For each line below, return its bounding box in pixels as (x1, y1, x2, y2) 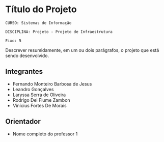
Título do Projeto (5, 4, 77, 15)
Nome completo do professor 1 (12, 131, 78, 137)
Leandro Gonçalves (12, 86, 54, 92)
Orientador (5, 117, 41, 126)
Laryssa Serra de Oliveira (12, 92, 66, 98)
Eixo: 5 (5, 38, 22, 43)
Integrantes (5, 67, 43, 76)
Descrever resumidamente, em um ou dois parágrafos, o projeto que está (5, 47, 159, 53)
